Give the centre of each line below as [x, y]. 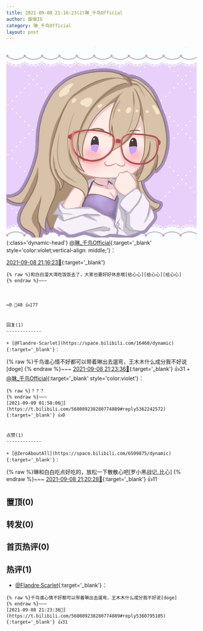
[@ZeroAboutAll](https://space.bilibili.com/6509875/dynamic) [92, 454]
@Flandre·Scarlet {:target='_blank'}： [61, 586]
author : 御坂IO [24, 19]
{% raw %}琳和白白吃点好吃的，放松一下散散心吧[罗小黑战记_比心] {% [94, 472]
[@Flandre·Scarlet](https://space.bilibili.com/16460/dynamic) [93, 343]
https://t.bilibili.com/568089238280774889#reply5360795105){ [86, 616]
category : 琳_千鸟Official [39, 25]
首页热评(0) [28, 547]
